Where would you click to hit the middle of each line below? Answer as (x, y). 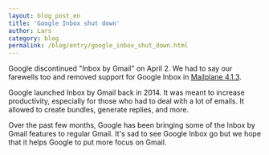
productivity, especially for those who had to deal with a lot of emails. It (126, 101)
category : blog (34, 38)
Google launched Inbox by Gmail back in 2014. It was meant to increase (126, 92)
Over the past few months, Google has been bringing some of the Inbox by (132, 125)
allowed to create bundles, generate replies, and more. (99, 110)
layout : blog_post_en (45, 16)
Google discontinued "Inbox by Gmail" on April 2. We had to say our (120, 68)
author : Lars (30, 31)
